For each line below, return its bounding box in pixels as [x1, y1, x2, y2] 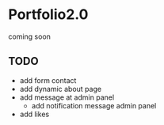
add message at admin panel [19, 93, 115, 102]
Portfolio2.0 [8, 6, 89, 24]
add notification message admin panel [31, 100, 157, 110]
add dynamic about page [19, 84, 101, 93]
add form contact [19, 75, 77, 85]
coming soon [8, 32, 51, 41]
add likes [19, 109, 50, 119]
